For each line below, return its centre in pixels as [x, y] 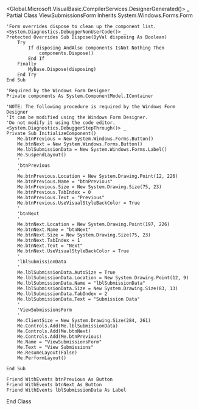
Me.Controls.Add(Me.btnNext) [54, 331]
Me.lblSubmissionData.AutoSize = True [66, 273]
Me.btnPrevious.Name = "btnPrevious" [65, 181]
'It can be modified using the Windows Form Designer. [77, 117]
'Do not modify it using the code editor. [61, 123]
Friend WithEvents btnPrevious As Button [60, 379]
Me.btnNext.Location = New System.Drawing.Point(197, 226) [94, 224]
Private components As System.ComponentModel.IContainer [80, 96]
